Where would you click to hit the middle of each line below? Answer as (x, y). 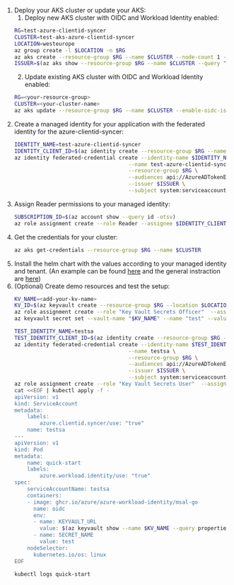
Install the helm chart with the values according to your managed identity (120, 264)
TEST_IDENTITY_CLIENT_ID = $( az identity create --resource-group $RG (117, 338)
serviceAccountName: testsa (68, 489)
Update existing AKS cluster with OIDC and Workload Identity (114, 77)
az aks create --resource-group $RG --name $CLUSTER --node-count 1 (117, 57)
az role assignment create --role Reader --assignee (93, 223)
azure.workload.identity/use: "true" (95, 476)
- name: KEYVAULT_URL (65, 522)
